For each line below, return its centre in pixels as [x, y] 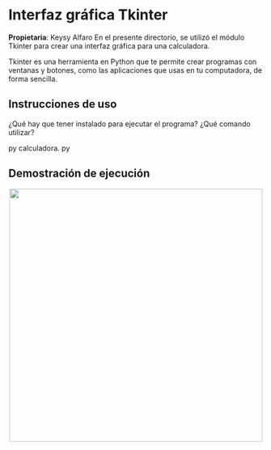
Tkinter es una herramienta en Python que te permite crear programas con [133, 62]
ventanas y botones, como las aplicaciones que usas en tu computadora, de [135, 70]
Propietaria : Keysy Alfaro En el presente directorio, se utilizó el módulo [127, 37]
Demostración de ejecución [79, 174]
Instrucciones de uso [63, 104]
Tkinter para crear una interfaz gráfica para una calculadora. [109, 45]
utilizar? [21, 132]
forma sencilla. [33, 79]
